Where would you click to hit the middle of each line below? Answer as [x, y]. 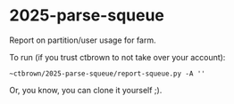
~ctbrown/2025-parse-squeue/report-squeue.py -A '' [107, 73]
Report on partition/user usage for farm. [83, 40]
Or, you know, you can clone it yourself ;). [86, 90]
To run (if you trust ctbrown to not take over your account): [117, 57]
